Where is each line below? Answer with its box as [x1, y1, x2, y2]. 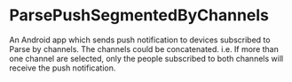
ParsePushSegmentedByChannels [9, 5, 269, 26]
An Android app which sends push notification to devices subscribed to [9, 34, 271, 45]
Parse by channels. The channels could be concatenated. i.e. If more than [9, 43, 280, 54]
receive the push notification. [9, 63, 116, 73]
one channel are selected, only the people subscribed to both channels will [9, 53, 284, 63]
